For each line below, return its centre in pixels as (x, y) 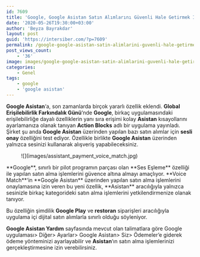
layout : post (22, 34)
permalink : (20, 45)
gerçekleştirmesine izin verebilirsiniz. (51, 247)
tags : (13, 78)
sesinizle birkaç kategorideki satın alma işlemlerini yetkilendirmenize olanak (99, 193)
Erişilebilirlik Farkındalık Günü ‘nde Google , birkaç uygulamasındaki (90, 112)
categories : (21, 67)
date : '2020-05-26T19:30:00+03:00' (50, 23)
